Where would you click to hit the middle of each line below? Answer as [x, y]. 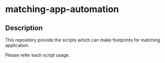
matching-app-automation [62, 9]
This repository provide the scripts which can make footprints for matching [83, 40]
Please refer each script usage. [38, 55]
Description [24, 28]
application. [17, 45]
